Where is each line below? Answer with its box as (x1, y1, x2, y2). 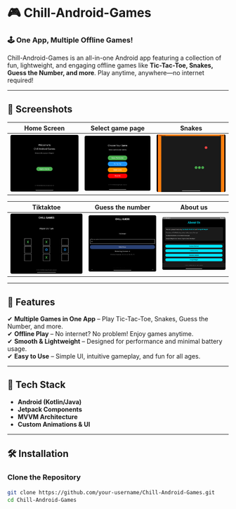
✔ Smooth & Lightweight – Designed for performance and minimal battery (7, 337, 223, 345)
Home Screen (24, 124, 65, 132)
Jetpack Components (17, 405, 82, 413)
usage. (7, 344, 27, 353)
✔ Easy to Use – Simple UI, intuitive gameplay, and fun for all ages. (7, 352, 201, 360)
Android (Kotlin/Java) (17, 397, 82, 406)
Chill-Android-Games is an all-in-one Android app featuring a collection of (7, 53, 222, 63)
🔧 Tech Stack (7, 379, 66, 391)
